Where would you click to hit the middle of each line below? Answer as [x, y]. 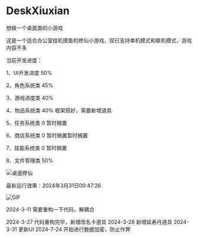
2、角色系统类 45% [30, 85]
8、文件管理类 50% [30, 160]
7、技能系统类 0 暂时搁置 [37, 148]
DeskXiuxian [38, 11]
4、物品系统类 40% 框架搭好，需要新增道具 [59, 110]
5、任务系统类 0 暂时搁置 [37, 123]
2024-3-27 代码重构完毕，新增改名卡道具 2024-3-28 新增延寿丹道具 [89, 222]
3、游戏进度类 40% [30, 98]
